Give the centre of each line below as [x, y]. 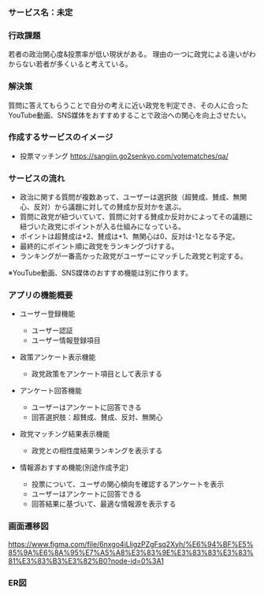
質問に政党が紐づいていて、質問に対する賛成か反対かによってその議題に [136, 217]
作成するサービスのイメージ [61, 137]
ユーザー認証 [52, 331]
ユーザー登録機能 [47, 314]
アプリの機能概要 [41, 296]
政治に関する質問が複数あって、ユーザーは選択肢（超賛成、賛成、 [126, 197]
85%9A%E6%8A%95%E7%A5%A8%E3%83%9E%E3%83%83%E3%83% [131, 552]
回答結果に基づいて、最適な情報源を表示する [104, 504]
